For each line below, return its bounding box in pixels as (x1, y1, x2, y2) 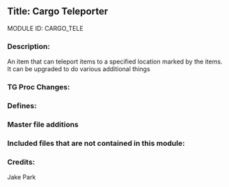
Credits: (7, 157, 35, 167)
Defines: (7, 100, 37, 110)
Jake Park (7, 173, 36, 181)
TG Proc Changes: (7, 82, 70, 92)
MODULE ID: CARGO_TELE (7, 24, 84, 32)
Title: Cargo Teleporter (7, 6, 109, 17)
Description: (7, 41, 50, 51)
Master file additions (7, 119, 79, 129)
